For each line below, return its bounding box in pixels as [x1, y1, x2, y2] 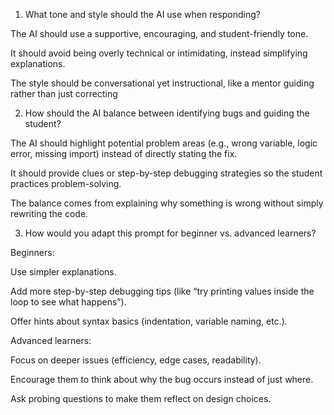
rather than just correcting [10, 88, 118, 99]
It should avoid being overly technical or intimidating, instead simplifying [10, 47, 308, 59]
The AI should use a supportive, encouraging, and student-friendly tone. [10, 28, 309, 39]
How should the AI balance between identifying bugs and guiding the [24, 107, 310, 119]
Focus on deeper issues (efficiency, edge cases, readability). [10, 354, 262, 366]
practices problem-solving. [10, 178, 122, 189]
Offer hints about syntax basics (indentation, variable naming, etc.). [10, 315, 288, 327]
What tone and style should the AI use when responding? [24, 9, 262, 20]
